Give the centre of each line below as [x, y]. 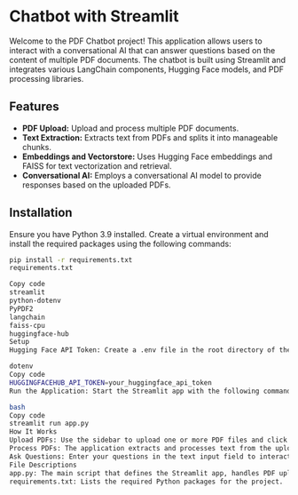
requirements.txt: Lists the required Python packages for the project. [146, 482]
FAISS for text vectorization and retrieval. [97, 165]
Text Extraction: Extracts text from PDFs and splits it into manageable [150, 137]
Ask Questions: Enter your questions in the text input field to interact [150, 456]
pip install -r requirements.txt [71, 259]
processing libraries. [47, 78]
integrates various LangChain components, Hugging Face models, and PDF [147, 69]
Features [34, 107]
